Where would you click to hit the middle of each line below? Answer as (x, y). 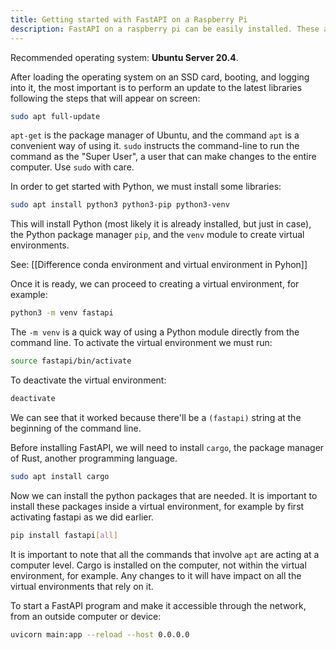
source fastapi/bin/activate (71, 361)
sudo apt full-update (55, 116)
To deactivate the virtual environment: (88, 380)
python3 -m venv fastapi (62, 313)
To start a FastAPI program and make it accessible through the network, (158, 605)
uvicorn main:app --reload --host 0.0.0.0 (100, 634)
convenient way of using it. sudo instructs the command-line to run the (155, 146)
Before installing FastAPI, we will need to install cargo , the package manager (167, 447)
